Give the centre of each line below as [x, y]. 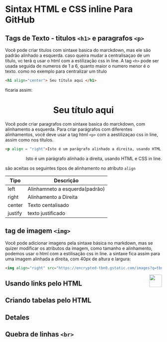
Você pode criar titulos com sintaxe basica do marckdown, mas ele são [78, 50]
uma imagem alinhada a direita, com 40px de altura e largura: [68, 259]
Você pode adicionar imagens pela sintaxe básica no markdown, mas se [79, 243]
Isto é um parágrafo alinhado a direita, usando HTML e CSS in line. [94, 159]
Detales [17, 317]
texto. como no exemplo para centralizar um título [56, 71]
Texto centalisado [48, 205]
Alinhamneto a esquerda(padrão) [66, 189]
